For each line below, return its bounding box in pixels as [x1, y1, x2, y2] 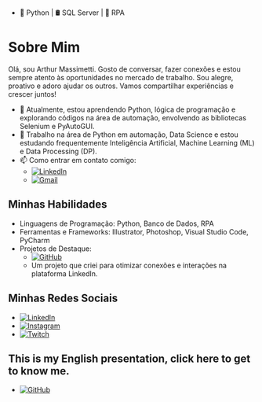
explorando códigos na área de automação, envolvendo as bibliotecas [19, 112, 247, 122]
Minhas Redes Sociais [8, 292, 118, 305]
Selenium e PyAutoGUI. [19, 121, 96, 131]
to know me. [8, 364, 70, 378]
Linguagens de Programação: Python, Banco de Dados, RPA [19, 219, 214, 228]
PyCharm [19, 235, 50, 245]
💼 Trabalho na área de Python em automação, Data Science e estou [19, 130, 238, 139]
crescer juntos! [8, 89, 57, 98]
